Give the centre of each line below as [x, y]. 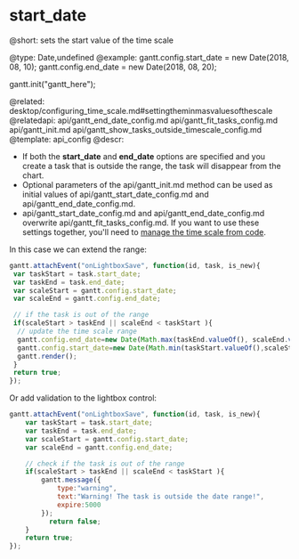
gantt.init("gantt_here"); [53, 84]
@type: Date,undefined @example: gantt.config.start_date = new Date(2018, [149, 57]
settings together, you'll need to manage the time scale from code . [144, 231]
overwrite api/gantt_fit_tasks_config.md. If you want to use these [141, 223]
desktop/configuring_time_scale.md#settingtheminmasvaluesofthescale [141, 110]
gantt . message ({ [71, 480]
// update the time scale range [77, 332]
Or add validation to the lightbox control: [83, 398]
